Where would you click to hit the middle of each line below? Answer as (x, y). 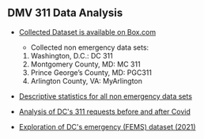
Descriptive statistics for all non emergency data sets (106, 96)
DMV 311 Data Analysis (65, 13)
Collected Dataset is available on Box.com (87, 32)
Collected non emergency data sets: (90, 47)
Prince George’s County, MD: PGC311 (91, 72)
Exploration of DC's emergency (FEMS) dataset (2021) (107, 126)
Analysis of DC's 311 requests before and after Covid (104, 111)
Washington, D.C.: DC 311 (72, 55)
